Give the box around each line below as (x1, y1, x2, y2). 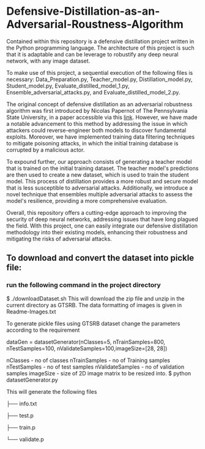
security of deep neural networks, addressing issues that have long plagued (6, 215, 198, 223)
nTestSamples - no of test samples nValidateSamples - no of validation (6, 363, 185, 370)
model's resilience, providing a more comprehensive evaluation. (6, 197, 168, 204)
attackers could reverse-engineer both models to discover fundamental (6, 126, 187, 134)
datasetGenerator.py (6, 376, 58, 383)
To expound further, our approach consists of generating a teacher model (6, 158, 192, 165)
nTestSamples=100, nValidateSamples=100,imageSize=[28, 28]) (6, 345, 168, 352)
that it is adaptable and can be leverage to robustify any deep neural (6, 50, 179, 58)
